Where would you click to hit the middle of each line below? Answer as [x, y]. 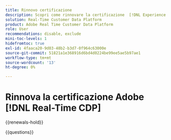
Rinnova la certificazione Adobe [75, 97]
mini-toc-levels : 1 [26, 39]
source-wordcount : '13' [31, 63]
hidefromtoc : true [25, 44]
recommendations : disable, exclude [43, 34]
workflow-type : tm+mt [28, 58]
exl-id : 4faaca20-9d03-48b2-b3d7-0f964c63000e [56, 48]
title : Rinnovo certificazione [39, 10]
